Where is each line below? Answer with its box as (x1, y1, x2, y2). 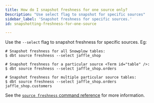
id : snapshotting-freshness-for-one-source (5, 21, 97, 26)
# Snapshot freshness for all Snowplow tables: (5, 49, 106, 54)
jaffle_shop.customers (5, 84, 52, 89)
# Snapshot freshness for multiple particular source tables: (5, 75, 137, 80)
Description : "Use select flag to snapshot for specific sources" (5, 12, 146, 17)
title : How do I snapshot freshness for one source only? (5, 7, 128, 12)
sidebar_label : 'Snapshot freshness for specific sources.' (5, 16, 133, 21)
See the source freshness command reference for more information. (5, 93, 145, 99)
